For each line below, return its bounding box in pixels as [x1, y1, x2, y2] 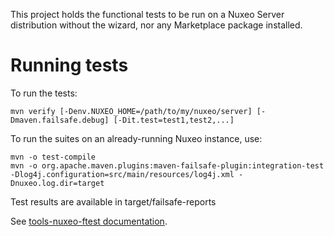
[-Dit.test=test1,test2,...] [113, 115, 235, 125]
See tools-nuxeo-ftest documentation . [10, 215, 168, 227]
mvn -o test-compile [10, 152, 97, 162]
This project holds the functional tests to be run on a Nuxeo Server [10, 9, 285, 20]
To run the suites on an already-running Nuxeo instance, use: [10, 132, 263, 144]
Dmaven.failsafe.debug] [10, 115, 110, 125]
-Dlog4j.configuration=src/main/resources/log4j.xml [10, 169, 235, 179]
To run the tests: [10, 87, 78, 99]
